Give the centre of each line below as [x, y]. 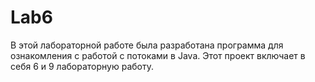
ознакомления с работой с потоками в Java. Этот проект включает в [158, 55]
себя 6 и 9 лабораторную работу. [82, 66]
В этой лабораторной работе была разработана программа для [147, 45]
